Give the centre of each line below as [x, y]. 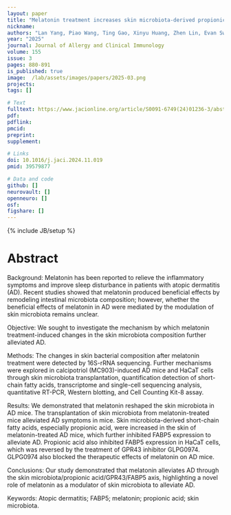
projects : [21, 84]
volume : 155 [24, 52]
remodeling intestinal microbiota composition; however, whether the [103, 300]
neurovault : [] [29, 192]
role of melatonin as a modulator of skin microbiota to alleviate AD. [101, 485]
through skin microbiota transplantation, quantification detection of [102, 378]
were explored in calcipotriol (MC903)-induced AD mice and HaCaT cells [111, 370]
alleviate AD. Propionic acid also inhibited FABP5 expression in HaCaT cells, [114, 443]
